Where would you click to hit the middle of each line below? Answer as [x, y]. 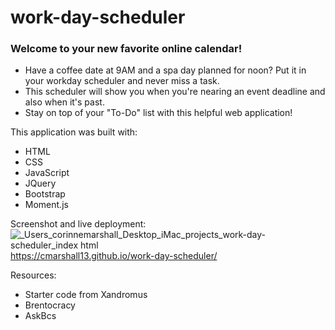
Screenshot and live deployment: [78, 224]
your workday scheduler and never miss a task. [122, 81]
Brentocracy [50, 305]
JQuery [40, 183]
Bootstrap [45, 194]
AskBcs [40, 316]
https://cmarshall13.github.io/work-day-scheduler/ [114, 256]
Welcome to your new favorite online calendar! [126, 49]
